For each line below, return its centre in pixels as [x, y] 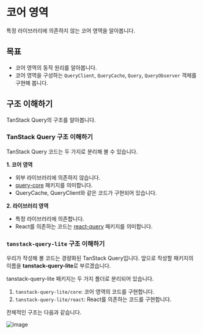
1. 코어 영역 [20, 164]
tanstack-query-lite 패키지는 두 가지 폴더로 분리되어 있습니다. [80, 279]
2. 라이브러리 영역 [28, 206]
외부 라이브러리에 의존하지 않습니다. [58, 177]
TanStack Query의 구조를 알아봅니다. [51, 120]
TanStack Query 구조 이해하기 [50, 137]
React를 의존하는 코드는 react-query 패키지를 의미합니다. [84, 226]
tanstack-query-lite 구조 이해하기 [56, 244]
